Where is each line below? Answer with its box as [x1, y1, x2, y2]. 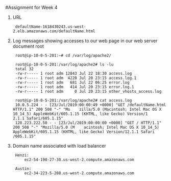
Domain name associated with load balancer [12, 143, 106, 149]
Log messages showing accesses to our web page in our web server [12, 38, 158, 44]
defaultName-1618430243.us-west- [15, 24, 86, 29]
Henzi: [15, 153, 29, 158]
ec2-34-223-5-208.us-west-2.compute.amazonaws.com [24, 171, 134, 176]
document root [12, 43, 44, 49]
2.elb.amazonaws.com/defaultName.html [12, 29, 95, 34]
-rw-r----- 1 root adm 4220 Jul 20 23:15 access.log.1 [15, 75, 137, 81]
